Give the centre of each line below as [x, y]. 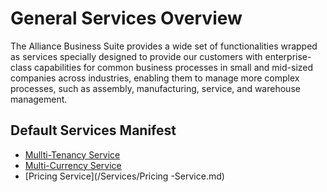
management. [39, 99]
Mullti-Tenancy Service [72, 154]
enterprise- [288, 56]
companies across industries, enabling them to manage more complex [155, 78]
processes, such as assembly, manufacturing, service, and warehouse [155, 88]
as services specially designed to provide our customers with [136, 56]
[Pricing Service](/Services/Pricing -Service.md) [124, 176]
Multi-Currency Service [73, 165]
